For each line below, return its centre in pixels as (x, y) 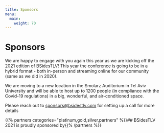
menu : (11, 14)
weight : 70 (25, 23)
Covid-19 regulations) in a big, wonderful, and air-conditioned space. (75, 96)
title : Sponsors (22, 9)
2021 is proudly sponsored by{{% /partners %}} (53, 125)
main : (15, 19)
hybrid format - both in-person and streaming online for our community (77, 71)
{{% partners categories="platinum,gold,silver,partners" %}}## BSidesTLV (80, 120)
